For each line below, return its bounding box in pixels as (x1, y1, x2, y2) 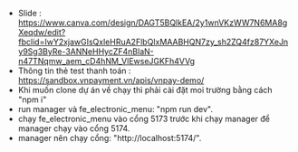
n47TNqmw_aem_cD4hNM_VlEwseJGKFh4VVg (17, 56, 196, 66)
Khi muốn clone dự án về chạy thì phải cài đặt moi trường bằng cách (17, 85, 274, 95)
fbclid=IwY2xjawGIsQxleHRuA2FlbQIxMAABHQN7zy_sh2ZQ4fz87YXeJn (17, 36, 289, 47)
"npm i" (17, 94, 47, 105)
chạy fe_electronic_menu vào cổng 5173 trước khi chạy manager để (17, 113, 270, 124)
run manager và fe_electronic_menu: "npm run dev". (17, 104, 213, 114)
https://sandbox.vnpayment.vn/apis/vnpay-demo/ (17, 75, 205, 85)
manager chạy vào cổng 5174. (17, 123, 130, 134)
